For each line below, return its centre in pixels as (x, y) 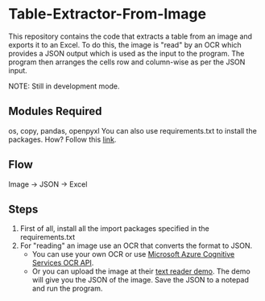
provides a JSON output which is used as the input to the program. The (126, 53)
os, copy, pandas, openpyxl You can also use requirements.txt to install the (133, 130)
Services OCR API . (63, 263)
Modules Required (55, 111)
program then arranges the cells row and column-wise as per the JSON (127, 62)
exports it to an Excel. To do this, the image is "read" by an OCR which (125, 44)
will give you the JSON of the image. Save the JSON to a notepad (141, 280)
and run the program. (67, 289)
